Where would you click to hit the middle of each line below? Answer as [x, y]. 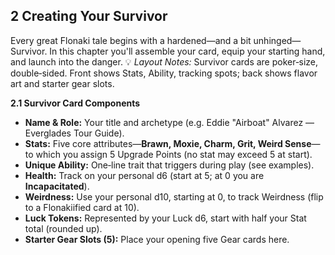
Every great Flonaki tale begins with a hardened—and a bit [131, 40]
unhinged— [277, 40]
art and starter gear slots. [62, 83]
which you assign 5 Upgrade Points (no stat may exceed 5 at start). [174, 154]
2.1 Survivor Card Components [75, 103]
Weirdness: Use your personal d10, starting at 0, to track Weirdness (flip [174, 196]
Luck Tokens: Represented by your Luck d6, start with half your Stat [165, 218]
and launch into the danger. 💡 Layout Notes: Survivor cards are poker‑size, [164, 61]
